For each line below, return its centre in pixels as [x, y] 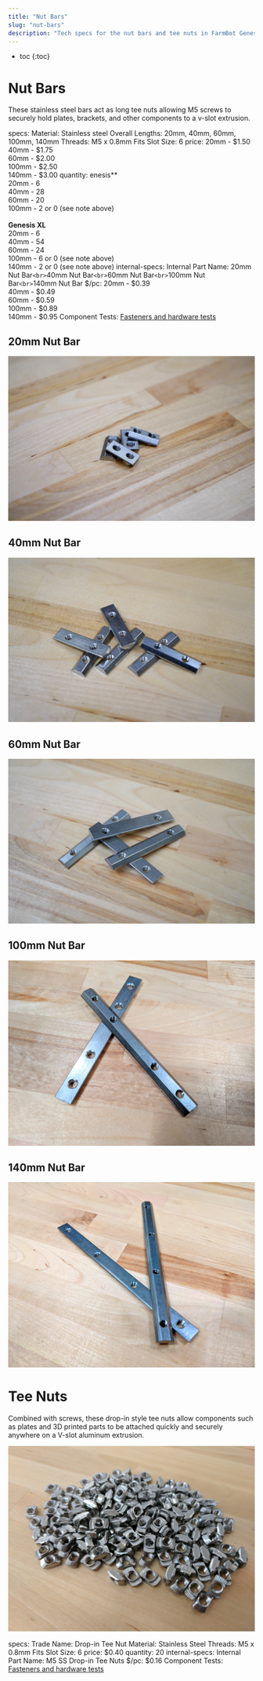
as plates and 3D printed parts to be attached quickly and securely [115, 1426]
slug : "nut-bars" [36, 25]
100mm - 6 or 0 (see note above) [61, 258]
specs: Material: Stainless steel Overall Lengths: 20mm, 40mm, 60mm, [122, 133]
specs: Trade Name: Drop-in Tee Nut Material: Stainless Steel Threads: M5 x [131, 1643]
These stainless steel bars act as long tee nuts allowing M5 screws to [120, 110]
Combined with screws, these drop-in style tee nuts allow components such [131, 1418]
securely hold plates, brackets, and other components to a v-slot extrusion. [129, 119]
